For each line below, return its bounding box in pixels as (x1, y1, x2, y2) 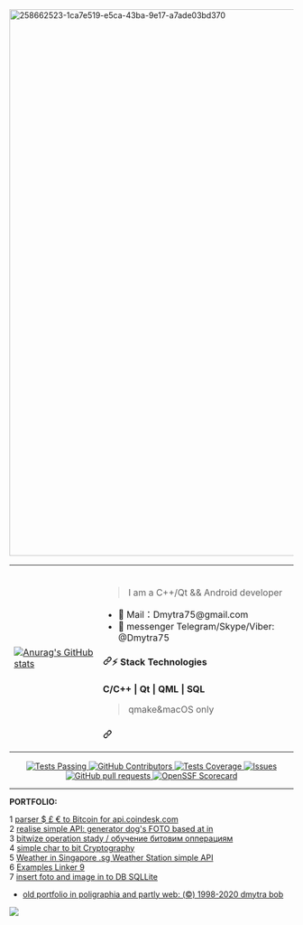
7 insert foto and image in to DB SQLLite (9, 871, 158, 882)
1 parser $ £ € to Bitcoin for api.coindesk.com (9, 813, 179, 825)
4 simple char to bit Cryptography (9, 842, 135, 853)
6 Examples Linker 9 (9, 862, 86, 873)
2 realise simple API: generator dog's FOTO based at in (9, 823, 214, 834)
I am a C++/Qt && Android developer (127, 586, 283, 599)
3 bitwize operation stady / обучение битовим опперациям (9, 833, 234, 844)
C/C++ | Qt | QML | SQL (102, 682, 206, 695)
